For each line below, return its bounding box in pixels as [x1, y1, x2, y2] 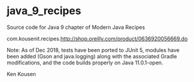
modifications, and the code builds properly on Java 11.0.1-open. [7, 59, 163, 66]
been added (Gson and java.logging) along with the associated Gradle [7, 53, 177, 60]
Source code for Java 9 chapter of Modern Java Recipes [7, 24, 145, 31]
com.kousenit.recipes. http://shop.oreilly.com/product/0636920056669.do [7, 35, 188, 42]
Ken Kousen [7, 70, 36, 77]
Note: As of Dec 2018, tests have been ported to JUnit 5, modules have [7, 46, 180, 54]
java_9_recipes [7, 4, 82, 18]
